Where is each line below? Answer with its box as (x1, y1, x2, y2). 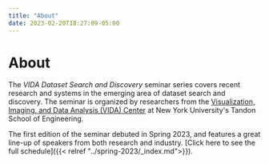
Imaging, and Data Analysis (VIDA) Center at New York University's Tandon (8, 106, 256, 115)
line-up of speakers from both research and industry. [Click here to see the (8, 138, 256, 148)
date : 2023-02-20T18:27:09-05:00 (8, 19, 120, 27)
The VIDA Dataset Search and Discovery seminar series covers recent (8, 80, 241, 90)
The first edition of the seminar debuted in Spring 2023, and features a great (8, 130, 261, 139)
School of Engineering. (8, 114, 84, 124)
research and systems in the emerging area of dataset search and (8, 89, 226, 98)
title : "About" (8, 11, 59, 20)
